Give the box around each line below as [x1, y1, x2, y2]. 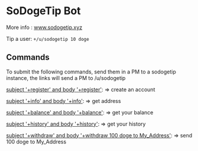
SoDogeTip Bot [6, 4, 81, 18]
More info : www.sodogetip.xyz [6, 24, 83, 31]
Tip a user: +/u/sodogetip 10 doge [6, 35, 90, 42]
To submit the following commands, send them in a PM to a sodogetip [6, 68, 176, 75]
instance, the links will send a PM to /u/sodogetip [6, 74, 126, 81]
